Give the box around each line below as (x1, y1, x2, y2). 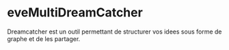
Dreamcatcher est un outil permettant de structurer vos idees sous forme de (7, 27, 222, 36)
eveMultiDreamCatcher (7, 5, 144, 21)
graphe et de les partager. (7, 34, 81, 42)
